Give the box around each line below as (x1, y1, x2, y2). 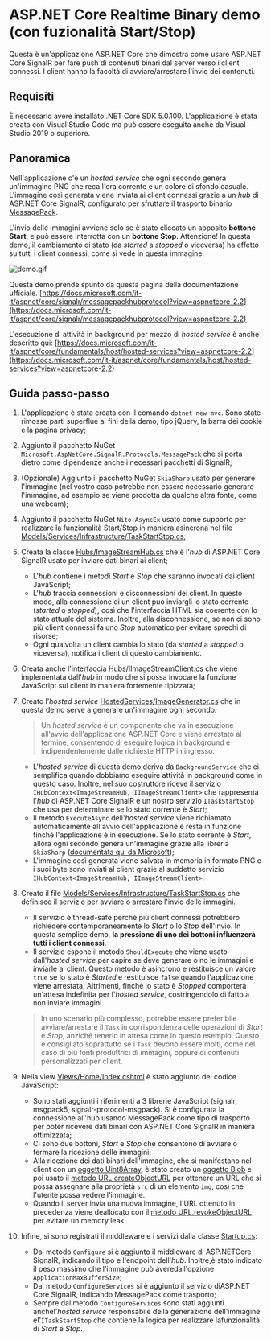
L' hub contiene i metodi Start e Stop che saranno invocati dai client (32, 571, 256, 581)
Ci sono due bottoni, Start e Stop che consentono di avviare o (32, 1139, 238, 1149)
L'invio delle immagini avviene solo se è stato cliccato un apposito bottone (9, 223, 256, 232)
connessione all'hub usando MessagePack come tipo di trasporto (32, 1113, 250, 1123)
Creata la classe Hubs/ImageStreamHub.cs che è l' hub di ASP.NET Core (20, 547, 261, 557)
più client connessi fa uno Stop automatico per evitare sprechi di (32, 623, 247, 632)
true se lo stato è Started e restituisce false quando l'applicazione (32, 972, 254, 982)
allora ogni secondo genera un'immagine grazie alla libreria (32, 839, 230, 849)
